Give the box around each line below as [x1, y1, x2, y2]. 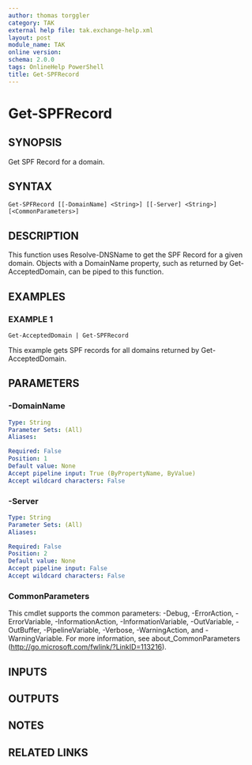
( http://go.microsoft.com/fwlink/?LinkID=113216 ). [8, 642, 167, 652]
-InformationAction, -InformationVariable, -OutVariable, [55, 617, 235, 627]
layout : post [8, 33, 51, 42]
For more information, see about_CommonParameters [66, 634, 241, 643]
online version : [8, 48, 62, 56]
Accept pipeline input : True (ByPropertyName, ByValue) [8, 469, 196, 477]
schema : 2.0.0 [8, 56, 55, 64]
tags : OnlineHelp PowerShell [8, 63, 104, 71]
